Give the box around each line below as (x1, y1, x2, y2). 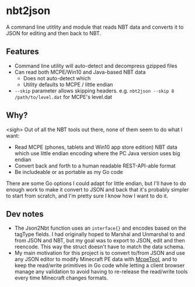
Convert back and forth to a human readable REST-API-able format (14, 162, 176, 169)
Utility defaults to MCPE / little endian (23, 81, 113, 88)
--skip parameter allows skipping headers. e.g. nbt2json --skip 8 (14, 87, 175, 94)
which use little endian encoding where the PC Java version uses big (14, 149, 180, 156)
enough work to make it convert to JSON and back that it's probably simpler (6, 186, 189, 193)
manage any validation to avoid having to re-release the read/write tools (14, 268, 188, 275)
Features (6, 47, 39, 57)
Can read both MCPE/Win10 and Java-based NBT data (14, 69, 146, 76)
